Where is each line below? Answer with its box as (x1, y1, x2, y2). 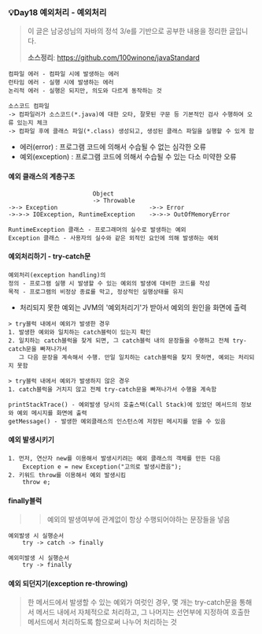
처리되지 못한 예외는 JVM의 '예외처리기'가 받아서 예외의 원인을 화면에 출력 (19, 302, 247, 312)
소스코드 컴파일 (8, 103, 50, 110)
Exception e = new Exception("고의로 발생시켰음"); (22, 463, 183, 471)
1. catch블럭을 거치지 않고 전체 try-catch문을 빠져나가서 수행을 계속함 (8, 385, 217, 393)
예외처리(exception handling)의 (8, 270, 106, 279)
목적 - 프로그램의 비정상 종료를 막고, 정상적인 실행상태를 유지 (8, 288, 184, 296)
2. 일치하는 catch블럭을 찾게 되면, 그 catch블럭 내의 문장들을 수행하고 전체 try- (8, 337, 247, 345)
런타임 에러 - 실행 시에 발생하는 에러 (8, 79, 114, 87)
